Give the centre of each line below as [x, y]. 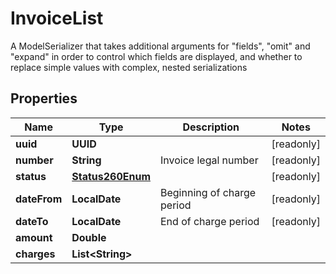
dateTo [32, 221]
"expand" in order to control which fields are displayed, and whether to [156, 56]
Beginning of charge [208, 192]
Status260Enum [111, 176]
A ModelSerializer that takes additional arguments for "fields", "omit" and [160, 46]
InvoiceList [57, 18]
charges [35, 254]
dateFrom [39, 199]
